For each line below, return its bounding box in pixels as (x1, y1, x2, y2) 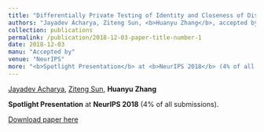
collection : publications (8, 26, 93, 34)
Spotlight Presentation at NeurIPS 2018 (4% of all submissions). (8, 99, 219, 108)
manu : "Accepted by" (8, 48, 76, 56)
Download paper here (8, 115, 79, 124)
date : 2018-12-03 (8, 41, 65, 49)
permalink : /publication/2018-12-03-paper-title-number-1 (8, 33, 202, 42)
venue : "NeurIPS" (8, 56, 65, 64)
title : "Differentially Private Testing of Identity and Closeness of (8, 11, 244, 20)
